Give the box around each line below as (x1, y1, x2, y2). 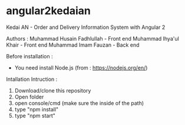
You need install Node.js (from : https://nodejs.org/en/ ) (14, 64, 148, 71)
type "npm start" (14, 112, 56, 119)
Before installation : (6, 52, 53, 60)
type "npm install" (14, 106, 59, 113)
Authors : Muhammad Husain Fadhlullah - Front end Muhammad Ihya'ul (6, 35, 180, 42)
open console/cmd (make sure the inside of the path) (14, 99, 144, 107)
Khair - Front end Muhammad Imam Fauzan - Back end (6, 41, 140, 48)
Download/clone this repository (14, 87, 91, 94)
